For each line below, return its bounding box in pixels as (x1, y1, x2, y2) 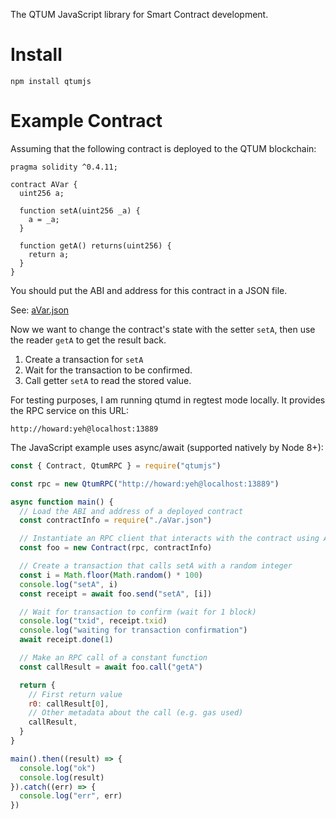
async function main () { (10, 497, 114, 507)
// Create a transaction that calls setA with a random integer (19, 561, 293, 571)
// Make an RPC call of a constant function (19, 653, 208, 663)
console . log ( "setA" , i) (19, 579, 118, 589)
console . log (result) (19, 772, 105, 783)
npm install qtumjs (10, 76, 92, 86)
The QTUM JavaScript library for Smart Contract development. (10, 9, 269, 20)
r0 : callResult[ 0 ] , (28, 699, 110, 709)
